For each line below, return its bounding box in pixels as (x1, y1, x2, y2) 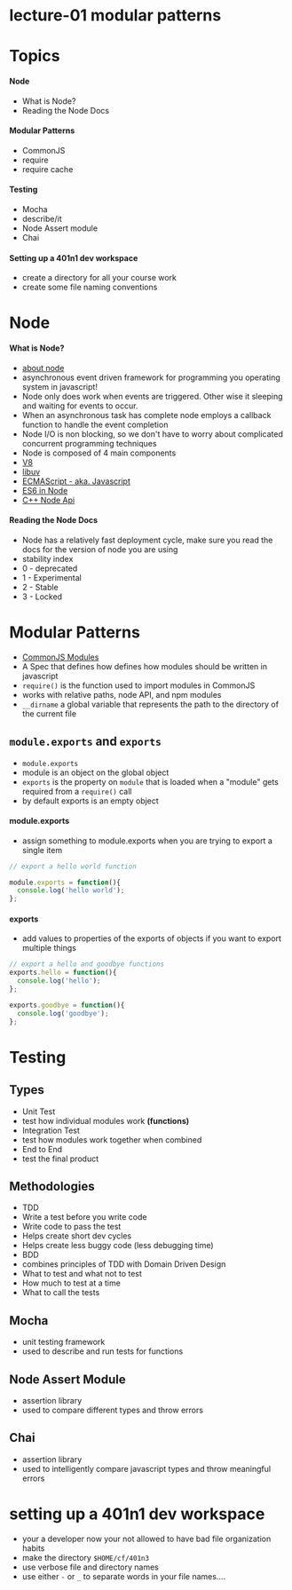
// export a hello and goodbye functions (9, 960, 165, 969)
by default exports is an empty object (21, 795, 160, 806)
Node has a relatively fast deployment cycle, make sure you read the (21, 534, 273, 545)
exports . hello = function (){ (9, 969, 117, 977)
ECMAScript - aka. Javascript (21, 476, 131, 486)
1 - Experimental (21, 572, 82, 582)
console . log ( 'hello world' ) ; (17, 886, 125, 895)
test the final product (21, 1153, 99, 1164)
